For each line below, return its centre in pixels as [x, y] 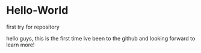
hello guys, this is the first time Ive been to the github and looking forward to [101, 38]
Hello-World [37, 10]
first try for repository [33, 27]
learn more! [20, 45]
